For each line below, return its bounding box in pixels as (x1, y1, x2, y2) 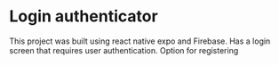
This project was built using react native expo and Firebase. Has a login (9, 36, 271, 46)
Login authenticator (9, 6, 158, 27)
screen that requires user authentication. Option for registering (9, 45, 239, 55)
